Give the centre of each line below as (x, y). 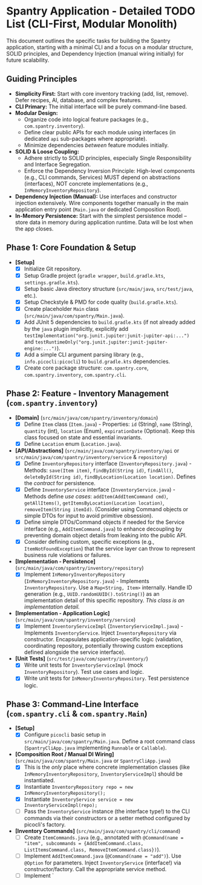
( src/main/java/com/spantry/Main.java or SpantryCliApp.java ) (93, 761)
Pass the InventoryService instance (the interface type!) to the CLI (107, 811)
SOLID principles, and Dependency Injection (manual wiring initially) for (95, 53)
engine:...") (41, 348)
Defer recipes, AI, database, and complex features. (78, 100)
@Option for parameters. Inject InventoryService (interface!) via (103, 863)
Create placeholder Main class (61, 309)
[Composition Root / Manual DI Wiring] (64, 754)
